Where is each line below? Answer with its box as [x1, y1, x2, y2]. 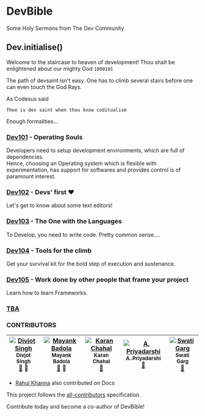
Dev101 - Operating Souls [6, 133, 83, 141]
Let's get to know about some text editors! [6, 202, 113, 209]
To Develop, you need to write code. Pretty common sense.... [6, 231, 160, 238]
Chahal [92, 358, 110, 365]
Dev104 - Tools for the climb [6, 246, 92, 255]
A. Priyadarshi [126, 355, 161, 362]
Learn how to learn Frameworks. [6, 289, 88, 297]
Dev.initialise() [6, 42, 63, 53]
